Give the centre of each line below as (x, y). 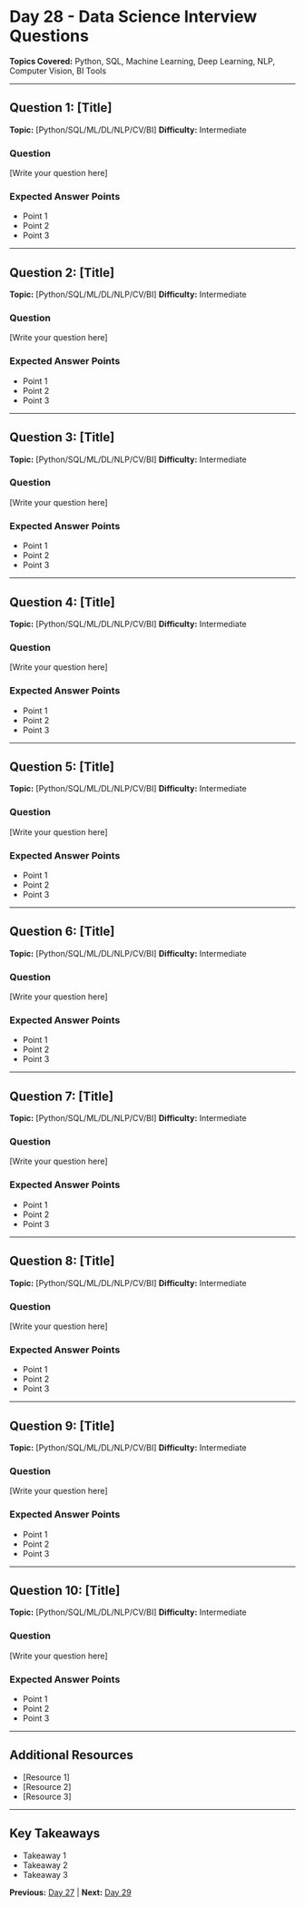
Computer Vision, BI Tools (58, 71)
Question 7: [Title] (61, 1096)
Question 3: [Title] (62, 437)
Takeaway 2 (45, 1865)
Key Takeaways (55, 1834)
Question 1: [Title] (61, 108)
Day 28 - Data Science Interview (133, 17)
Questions (49, 36)
